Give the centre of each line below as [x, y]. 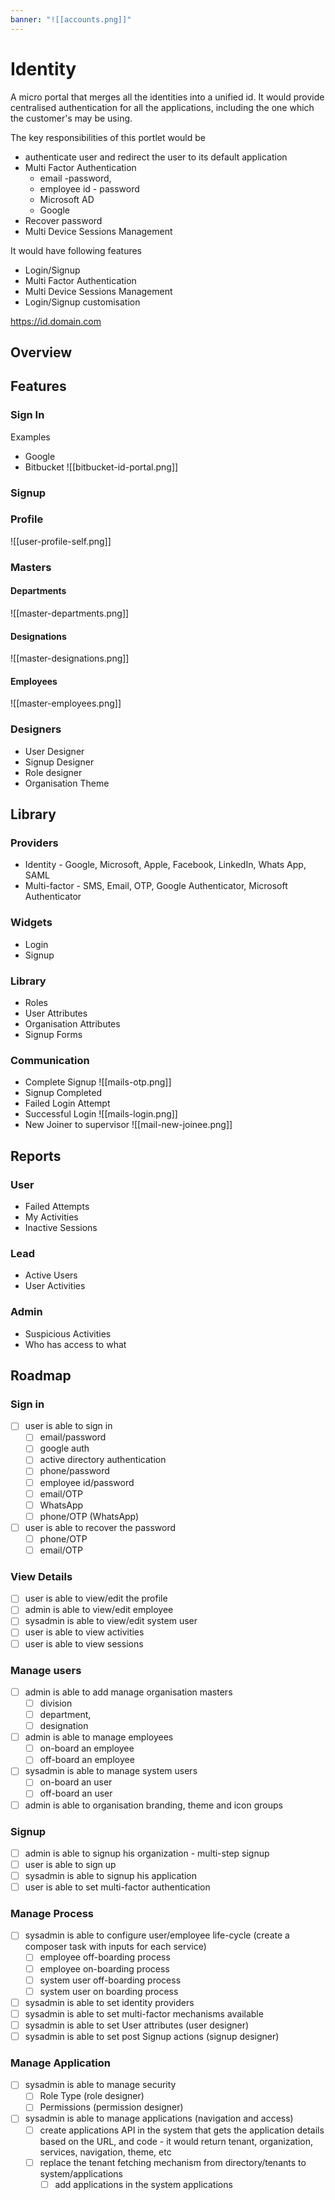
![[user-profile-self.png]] [61, 541]
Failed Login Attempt [67, 1103]
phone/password [74, 1471]
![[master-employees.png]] [66, 703]
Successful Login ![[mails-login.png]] [101, 1114]
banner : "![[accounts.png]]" [71, 19]
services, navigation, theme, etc [105, 2152]
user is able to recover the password [100, 1527]
